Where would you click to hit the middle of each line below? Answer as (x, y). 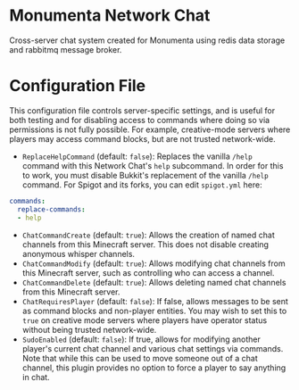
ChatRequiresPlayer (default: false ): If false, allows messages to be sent (155, 301)
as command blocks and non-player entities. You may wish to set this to (154, 311)
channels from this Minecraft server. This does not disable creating (145, 244)
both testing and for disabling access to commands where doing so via (140, 120)
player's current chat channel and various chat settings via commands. (153, 348)
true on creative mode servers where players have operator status (145, 320)
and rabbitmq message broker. (66, 49)
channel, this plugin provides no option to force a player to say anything (154, 368)
